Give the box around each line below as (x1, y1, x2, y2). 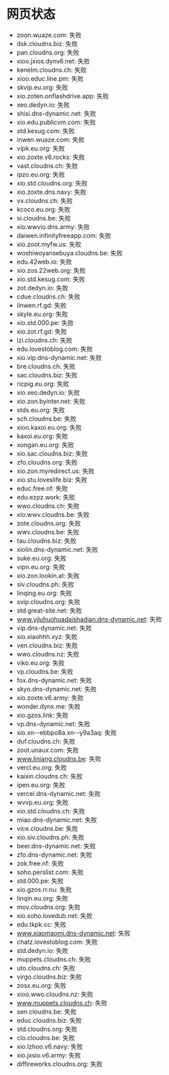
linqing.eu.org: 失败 (16, 589, 72, 597)
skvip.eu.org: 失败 (16, 83, 69, 91)
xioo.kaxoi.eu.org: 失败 (16, 423, 82, 431)
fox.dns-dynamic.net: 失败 (16, 676, 92, 684)
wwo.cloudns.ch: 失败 (16, 502, 80, 510)
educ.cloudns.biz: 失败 (16, 1016, 82, 1024)
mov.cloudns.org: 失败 (16, 903, 81, 911)
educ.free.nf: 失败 (16, 484, 68, 493)
